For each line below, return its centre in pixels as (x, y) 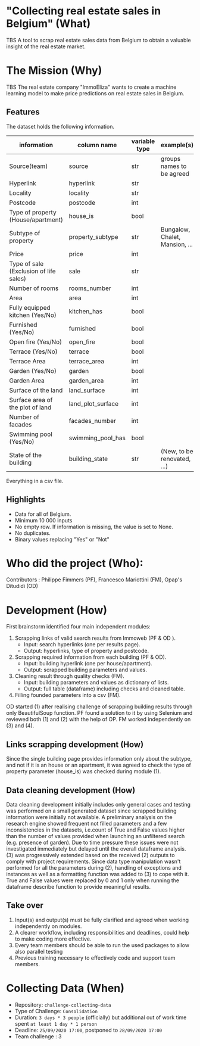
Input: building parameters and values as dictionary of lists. (96, 683)
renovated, (176, 459)
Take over (25, 906)
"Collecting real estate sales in (84, 11)
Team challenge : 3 (38, 1036)
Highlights (26, 499)
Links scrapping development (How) (75, 744)
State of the (26, 455)
